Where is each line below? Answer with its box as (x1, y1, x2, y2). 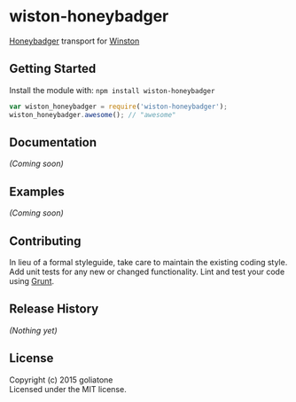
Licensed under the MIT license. (9, 383, 127, 394)
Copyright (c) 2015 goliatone (9, 374, 113, 385)
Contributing (9, 233, 82, 248)
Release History (9, 302, 99, 317)
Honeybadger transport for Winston (9, 35, 140, 46)
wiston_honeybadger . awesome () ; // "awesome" (9, 110, 176, 119)
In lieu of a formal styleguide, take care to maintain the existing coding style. (9, 256, 288, 267)
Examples (9, 184, 65, 199)
